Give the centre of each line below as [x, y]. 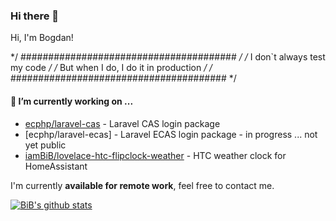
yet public [45, 145]
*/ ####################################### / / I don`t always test [168, 57]
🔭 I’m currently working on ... [72, 101]
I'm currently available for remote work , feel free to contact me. [142, 185]
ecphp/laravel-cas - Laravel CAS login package [122, 123]
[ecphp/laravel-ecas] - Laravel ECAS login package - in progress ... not [171, 134]
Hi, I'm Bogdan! [42, 38]
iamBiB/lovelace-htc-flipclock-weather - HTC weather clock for [155, 155]
